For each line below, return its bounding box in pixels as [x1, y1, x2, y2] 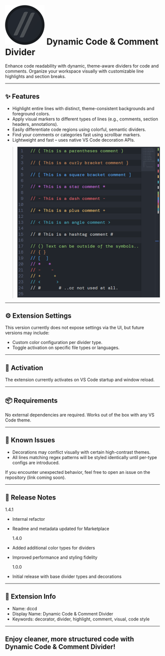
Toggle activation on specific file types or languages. [12, 345, 120, 350]
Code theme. [5, 417, 31, 423]
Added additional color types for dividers [12, 544, 95, 550]
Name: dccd [12, 605, 37, 612]
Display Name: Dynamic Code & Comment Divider [12, 611, 113, 617]
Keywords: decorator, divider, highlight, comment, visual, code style [12, 616, 150, 622]
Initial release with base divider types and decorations [12, 573, 122, 579]
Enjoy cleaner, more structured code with [5, 635, 134, 643]
